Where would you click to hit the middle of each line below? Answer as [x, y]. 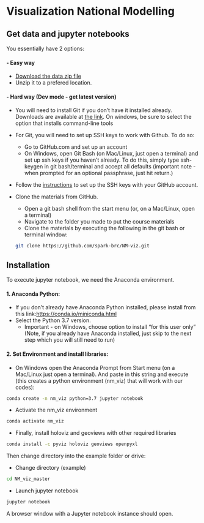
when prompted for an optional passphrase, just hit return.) [99, 173]
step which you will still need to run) [70, 340]
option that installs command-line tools [64, 123]
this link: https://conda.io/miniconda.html [66, 314]
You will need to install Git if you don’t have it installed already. [93, 110]
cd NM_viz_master [28, 479]
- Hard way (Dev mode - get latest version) [61, 97]
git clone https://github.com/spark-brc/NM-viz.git [82, 246]
